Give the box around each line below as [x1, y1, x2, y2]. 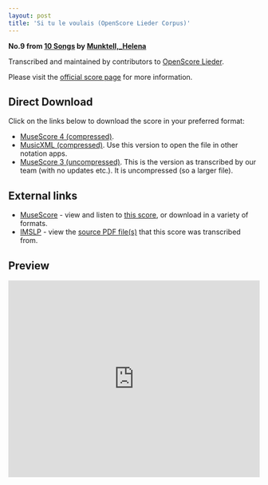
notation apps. [19, 149, 68, 158]
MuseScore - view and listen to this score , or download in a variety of [19, 210, 249, 220]
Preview [8, 259, 50, 272]
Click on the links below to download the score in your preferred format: [8, 117, 245, 126]
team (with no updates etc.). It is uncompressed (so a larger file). [19, 165, 234, 176]
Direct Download [8, 95, 93, 109]
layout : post [8, 11, 52, 20]
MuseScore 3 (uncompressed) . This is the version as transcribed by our [19, 157, 257, 167]
